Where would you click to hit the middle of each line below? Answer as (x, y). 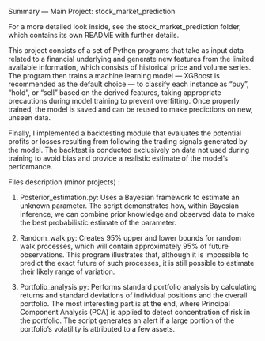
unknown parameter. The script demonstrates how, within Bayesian (129, 206)
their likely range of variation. (67, 271)
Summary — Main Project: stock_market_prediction (92, 11)
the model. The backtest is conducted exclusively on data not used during (129, 150)
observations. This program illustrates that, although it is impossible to (134, 255)
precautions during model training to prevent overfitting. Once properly (124, 101)
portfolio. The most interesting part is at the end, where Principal (125, 303)
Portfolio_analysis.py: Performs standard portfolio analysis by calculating (138, 287)
